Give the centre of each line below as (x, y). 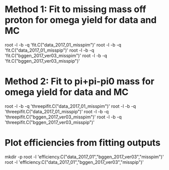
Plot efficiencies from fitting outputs (83, 143)
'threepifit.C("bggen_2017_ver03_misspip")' (50, 122)
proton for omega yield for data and (81, 20)
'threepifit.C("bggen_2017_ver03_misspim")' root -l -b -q (63, 117)
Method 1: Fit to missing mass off (75, 9)
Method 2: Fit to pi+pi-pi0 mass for (80, 81)
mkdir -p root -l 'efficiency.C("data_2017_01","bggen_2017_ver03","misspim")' (84, 157)
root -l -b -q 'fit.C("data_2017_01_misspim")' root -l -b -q (63, 45)
